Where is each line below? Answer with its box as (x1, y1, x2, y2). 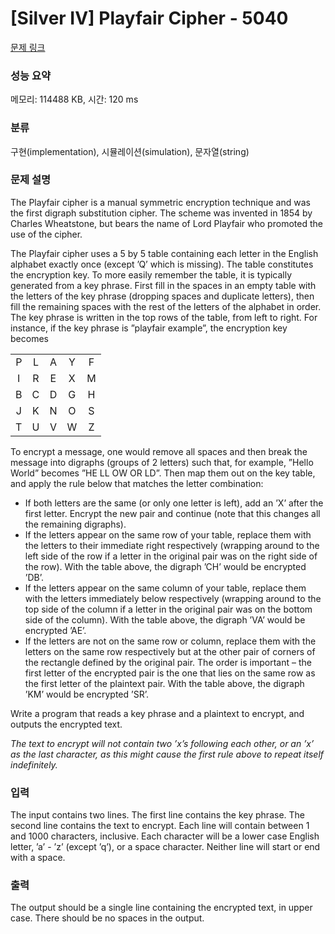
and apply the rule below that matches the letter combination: (10, 477, 264, 489)
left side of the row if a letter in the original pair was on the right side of (24, 550, 318, 562)
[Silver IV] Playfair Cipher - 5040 (10, 7, 289, 30)
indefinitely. (10, 758, 58, 771)
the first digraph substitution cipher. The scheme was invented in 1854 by (10, 207, 313, 219)
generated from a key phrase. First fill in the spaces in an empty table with (10, 279, 317, 291)
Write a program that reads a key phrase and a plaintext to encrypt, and (10, 707, 305, 719)
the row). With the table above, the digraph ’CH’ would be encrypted (24, 560, 307, 572)
